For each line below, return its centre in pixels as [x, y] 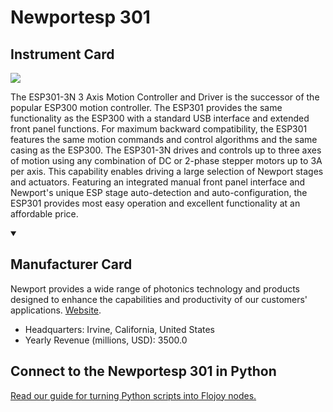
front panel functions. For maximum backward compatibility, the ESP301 [159, 129]
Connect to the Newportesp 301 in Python [143, 371]
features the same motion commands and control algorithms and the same [164, 139]
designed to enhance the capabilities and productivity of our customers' [159, 299]
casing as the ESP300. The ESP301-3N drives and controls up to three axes [166, 150]
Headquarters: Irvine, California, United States [119, 329]
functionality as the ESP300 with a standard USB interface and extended [160, 118]
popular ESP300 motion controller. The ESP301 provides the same [146, 107]
